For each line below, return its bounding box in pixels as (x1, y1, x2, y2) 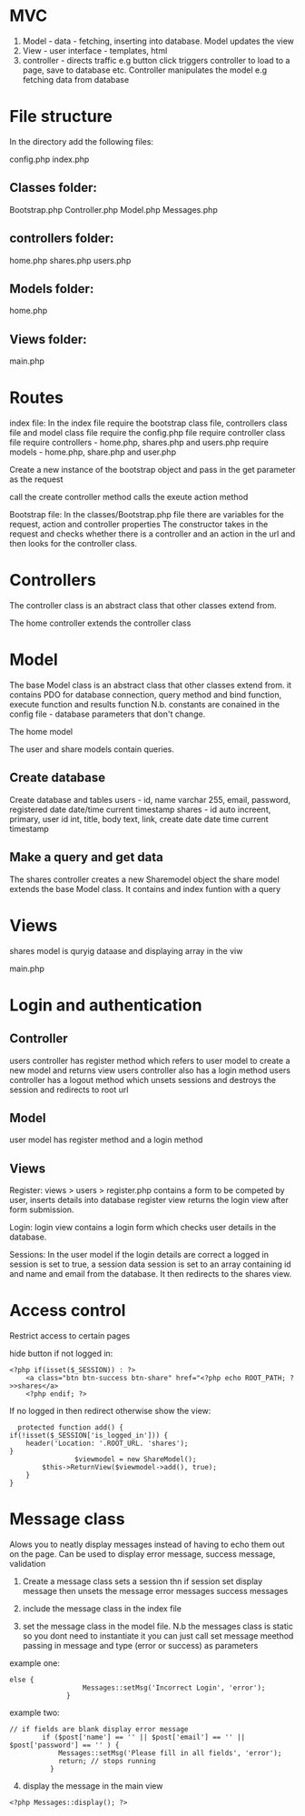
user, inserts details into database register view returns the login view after (9, 1195, 289, 1206)
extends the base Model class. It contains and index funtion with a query (9, 883, 281, 894)
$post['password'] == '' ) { (9, 1741, 120, 1750)
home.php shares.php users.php (9, 255, 132, 266)
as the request (9, 474, 64, 485)
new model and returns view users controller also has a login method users (9, 1065, 290, 1076)
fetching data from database (22, 74, 130, 85)
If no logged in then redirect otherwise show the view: (9, 1406, 212, 1417)
